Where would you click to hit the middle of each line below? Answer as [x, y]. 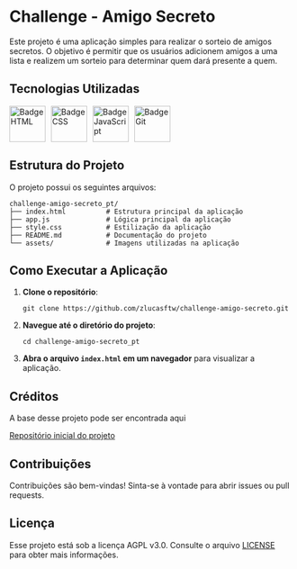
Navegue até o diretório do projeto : [89, 325]
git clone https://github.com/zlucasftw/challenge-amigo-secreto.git [156, 309]
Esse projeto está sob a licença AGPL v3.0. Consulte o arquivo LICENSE [142, 545]
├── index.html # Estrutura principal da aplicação [126, 212]
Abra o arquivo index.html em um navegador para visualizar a [138, 358]
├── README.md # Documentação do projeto [108, 235]
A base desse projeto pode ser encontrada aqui [98, 418]
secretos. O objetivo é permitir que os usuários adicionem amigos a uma [144, 50]
